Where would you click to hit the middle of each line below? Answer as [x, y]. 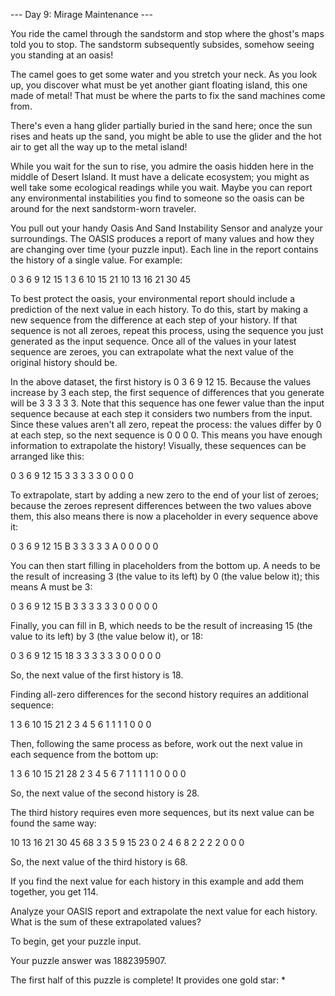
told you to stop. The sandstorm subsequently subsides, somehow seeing [162, 44]
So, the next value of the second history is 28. [105, 793]
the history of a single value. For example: [96, 260]
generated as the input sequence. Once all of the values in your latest [153, 341]
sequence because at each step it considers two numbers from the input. [161, 413]
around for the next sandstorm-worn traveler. [103, 208]
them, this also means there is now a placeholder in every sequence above [164, 516]
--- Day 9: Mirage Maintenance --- [81, 14]
